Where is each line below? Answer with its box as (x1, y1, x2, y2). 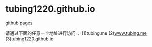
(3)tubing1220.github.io (5, 36, 54, 42)
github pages (5, 20, 33, 26)
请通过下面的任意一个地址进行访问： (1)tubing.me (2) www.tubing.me (5, 30, 147, 36)
